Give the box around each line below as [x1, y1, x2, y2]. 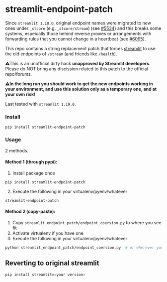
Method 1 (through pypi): [5, 159, 58, 165]
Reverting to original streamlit [5, 259, 99, 268]
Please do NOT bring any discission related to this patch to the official [5, 66, 148, 72]
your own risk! [5, 91, 36, 97]
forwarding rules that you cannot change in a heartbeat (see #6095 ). [5, 36, 146, 42]
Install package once [12, 170, 56, 176]
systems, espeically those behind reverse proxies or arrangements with [5, 30, 152, 36]
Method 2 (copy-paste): [5, 208, 56, 215]
